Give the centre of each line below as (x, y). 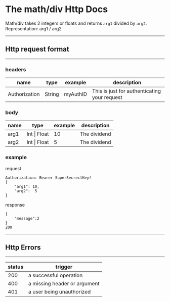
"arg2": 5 (26, 191)
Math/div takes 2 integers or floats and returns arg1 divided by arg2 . (76, 23)
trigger (64, 267)
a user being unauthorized (59, 292)
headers (16, 69)
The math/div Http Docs (56, 9)
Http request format (37, 49)
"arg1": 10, (27, 186)
